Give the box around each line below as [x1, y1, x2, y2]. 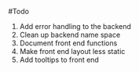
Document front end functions [19, 38, 118, 48]
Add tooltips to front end [19, 55, 100, 64]
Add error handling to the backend [19, 22, 132, 31]
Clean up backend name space [19, 31, 121, 39]
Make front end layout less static [19, 47, 126, 56]
